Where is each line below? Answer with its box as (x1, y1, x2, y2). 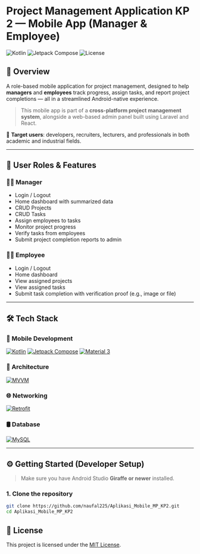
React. (20, 119, 37, 127)
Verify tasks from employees (14, 230, 86, 237)
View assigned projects (14, 277, 73, 284)
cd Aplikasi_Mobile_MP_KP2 (6, 509, 73, 515)
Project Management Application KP (6, 4, 190, 18)
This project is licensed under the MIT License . (6, 541, 121, 548)
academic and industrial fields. (6, 137, 82, 144)
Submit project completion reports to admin (14, 236, 122, 243)
